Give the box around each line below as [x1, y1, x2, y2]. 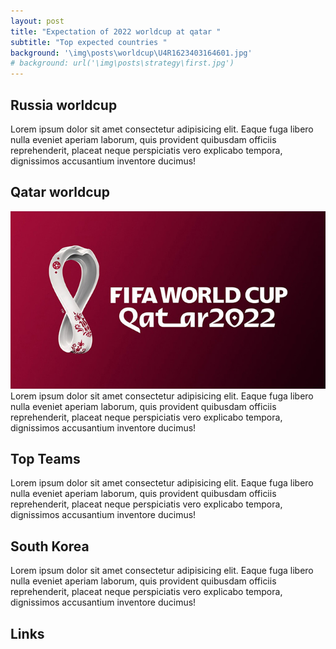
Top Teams [10, 450, 81, 467]
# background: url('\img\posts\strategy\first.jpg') [10, 58, 235, 69]
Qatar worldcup [10, 184, 110, 201]
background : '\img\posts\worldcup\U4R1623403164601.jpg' [10, 48, 253, 58]
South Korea [10, 538, 90, 555]
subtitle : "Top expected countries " [10, 37, 168, 47]
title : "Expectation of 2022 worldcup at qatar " [10, 26, 222, 37]
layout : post [10, 16, 65, 26]
